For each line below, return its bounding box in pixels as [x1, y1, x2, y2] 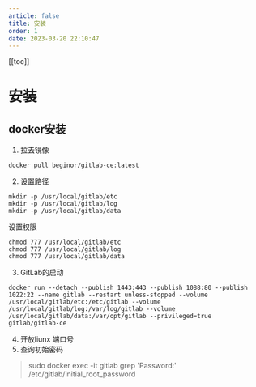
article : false [8, 11, 60, 20]
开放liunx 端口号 [19, 334, 75, 344]
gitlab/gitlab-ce [8, 319, 67, 328]
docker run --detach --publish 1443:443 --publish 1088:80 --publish [8, 284, 249, 292]
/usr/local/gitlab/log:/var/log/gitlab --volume [8, 305, 176, 313]
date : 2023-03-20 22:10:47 [8, 34, 100, 43]
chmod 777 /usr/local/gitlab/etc [8, 238, 122, 247]
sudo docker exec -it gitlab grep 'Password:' [28, 361, 177, 371]
